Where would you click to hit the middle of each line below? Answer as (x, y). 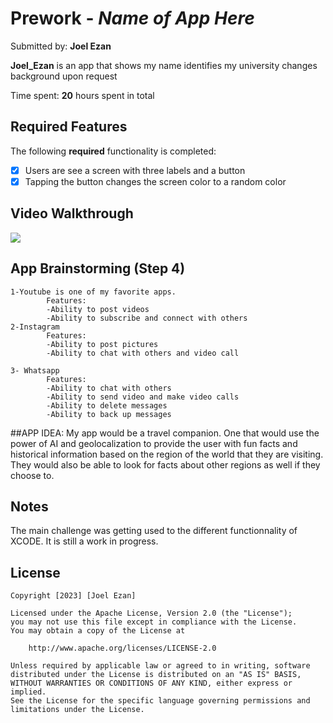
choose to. (32, 475)
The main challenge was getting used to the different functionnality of (154, 531)
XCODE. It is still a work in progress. (84, 541)
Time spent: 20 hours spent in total (82, 95)
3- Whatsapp (35, 370)
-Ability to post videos (98, 309)
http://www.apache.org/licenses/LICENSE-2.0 (122, 648)
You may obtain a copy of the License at (98, 631)
